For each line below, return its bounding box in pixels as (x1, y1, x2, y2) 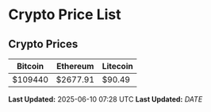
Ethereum (56, 61, 94, 71)
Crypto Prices (8, 37, 79, 51)
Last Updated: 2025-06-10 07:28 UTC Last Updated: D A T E (8, 95, 203, 104)
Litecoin (102, 61, 133, 71)
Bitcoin (17, 61, 44, 71)
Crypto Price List (8, 6, 121, 24)
